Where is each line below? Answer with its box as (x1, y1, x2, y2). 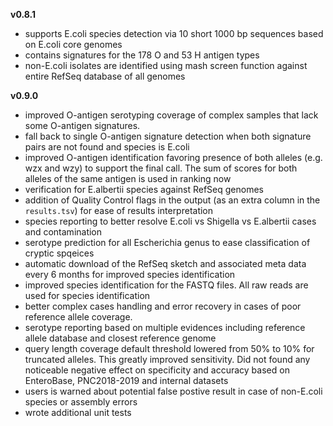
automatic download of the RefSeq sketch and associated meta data (24, 258, 307, 269)
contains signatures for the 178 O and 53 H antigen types (24, 49, 260, 61)
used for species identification (24, 290, 151, 301)
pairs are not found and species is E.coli (24, 141, 190, 153)
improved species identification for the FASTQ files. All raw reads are (24, 279, 309, 291)
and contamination (24, 226, 103, 238)
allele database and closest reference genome (24, 332, 217, 344)
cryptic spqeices (24, 247, 95, 259)
